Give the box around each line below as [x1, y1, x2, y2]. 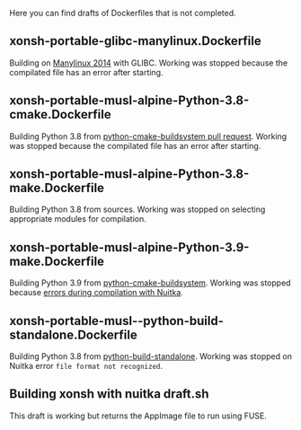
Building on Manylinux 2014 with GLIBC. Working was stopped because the [9, 57, 288, 68]
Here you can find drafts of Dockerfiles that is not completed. [9, 8, 236, 18]
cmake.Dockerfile [9, 107, 111, 122]
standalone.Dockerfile [9, 327, 137, 342]
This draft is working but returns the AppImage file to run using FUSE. [9, 410, 268, 421]
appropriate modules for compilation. [9, 214, 146, 224]
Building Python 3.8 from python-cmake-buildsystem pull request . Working [9, 130, 288, 142]
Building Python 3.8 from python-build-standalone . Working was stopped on [9, 351, 292, 362]
